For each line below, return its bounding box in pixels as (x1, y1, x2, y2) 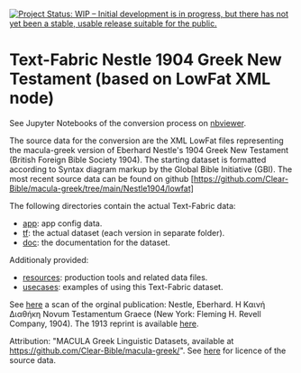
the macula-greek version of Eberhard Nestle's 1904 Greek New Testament (9, 144, 289, 155)
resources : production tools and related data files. (22, 271, 208, 283)
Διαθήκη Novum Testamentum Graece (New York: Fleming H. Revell (9, 308, 261, 319)
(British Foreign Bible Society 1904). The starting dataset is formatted (9, 154, 267, 165)
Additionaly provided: (9, 254, 89, 265)
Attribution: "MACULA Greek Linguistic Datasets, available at (9, 335, 234, 346)
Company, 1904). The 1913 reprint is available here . (9, 318, 199, 329)
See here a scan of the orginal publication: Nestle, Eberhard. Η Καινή (9, 298, 266, 310)
